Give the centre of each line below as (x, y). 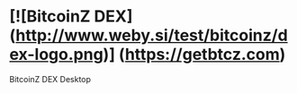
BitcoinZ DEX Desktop (50, 79)
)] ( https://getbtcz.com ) (194, 55)
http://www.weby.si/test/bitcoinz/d (152, 35)
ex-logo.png (56, 55)
